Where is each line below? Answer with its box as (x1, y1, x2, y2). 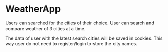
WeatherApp (5, 3, 61, 15)
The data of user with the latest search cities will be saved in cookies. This (5, 35, 163, 41)
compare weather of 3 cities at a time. (5, 25, 86, 31)
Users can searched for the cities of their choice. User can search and (5, 20, 154, 26)
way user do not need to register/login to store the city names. (5, 40, 138, 46)
